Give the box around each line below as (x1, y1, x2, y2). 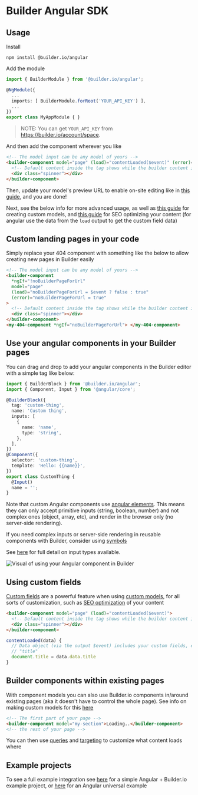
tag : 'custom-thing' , (11, 403, 65, 408)
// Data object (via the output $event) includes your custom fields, (11, 643, 189, 649)
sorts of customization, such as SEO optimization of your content (6, 599, 164, 606)
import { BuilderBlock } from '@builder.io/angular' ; (6, 381, 141, 387)
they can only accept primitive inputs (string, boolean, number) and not (6, 507, 179, 514)
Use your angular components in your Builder (6, 338, 176, 348)
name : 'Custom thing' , (11, 408, 67, 414)
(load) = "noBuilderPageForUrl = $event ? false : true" (11, 289, 149, 295)
